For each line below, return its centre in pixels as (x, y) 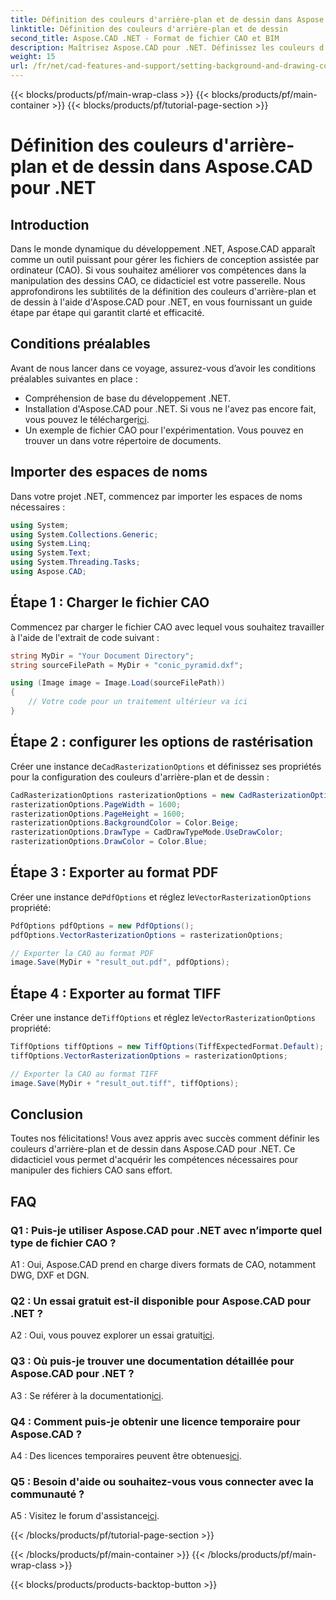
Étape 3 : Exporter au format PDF (114, 872)
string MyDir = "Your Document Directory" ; (102, 656)
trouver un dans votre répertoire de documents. (123, 440)
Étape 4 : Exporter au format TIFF (116, 993)
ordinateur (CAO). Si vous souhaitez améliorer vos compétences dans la (158, 270)
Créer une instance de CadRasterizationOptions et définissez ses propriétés (166, 766)
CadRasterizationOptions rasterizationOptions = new (122, 795)
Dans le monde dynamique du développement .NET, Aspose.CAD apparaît (163, 249)
